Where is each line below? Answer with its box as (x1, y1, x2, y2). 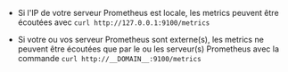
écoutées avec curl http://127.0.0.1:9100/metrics (17, 17, 210, 28)
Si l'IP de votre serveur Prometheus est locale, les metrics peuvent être (17, 8, 279, 18)
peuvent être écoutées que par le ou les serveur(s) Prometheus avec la (17, 44, 279, 54)
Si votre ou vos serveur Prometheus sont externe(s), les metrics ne (17, 35, 265, 44)
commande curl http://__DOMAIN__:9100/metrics (17, 53, 202, 63)
